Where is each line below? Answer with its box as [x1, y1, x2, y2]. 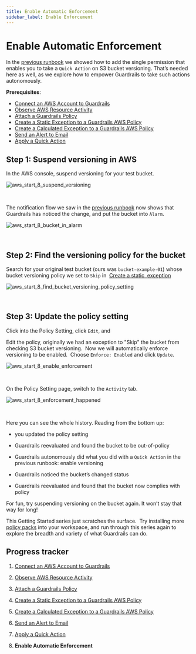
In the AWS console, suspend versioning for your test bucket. [6, 170, 154, 177]
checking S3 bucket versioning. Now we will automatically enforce [6, 344, 168, 352]
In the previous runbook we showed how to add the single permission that [6, 59, 185, 66]
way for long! [6, 506, 38, 513]
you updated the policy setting [14, 431, 89, 438]
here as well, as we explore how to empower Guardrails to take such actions [6, 71, 190, 78]
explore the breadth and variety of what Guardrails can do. [6, 530, 148, 537]
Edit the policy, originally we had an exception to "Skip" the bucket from [6, 338, 180, 345]
